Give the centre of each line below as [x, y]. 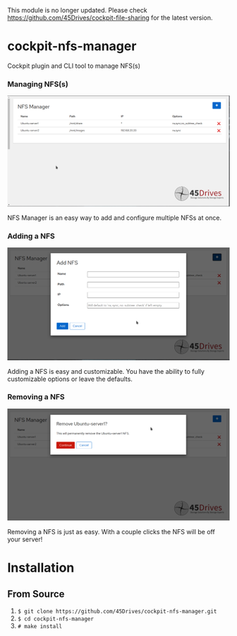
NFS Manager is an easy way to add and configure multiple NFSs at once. [115, 218]
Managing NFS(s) [38, 84]
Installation [41, 568]
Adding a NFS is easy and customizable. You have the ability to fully [106, 371]
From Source [36, 594]
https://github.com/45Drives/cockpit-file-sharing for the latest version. [110, 18]
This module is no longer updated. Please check [77, 10]
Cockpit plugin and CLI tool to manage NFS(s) [74, 66]
